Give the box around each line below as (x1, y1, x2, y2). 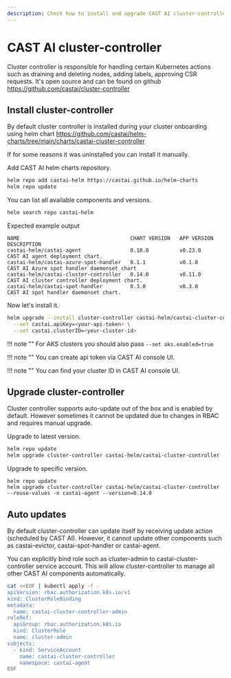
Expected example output (7, 221, 80, 230)
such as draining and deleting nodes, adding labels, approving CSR (7, 69, 197, 78)
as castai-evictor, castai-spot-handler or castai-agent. (7, 541, 161, 549)
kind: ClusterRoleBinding (7, 595, 81, 602)
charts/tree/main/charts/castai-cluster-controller (7, 137, 146, 145)
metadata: (7, 602, 36, 609)
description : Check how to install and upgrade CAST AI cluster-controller (7, 10, 229, 17)
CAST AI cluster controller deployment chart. (7, 277, 143, 284)
